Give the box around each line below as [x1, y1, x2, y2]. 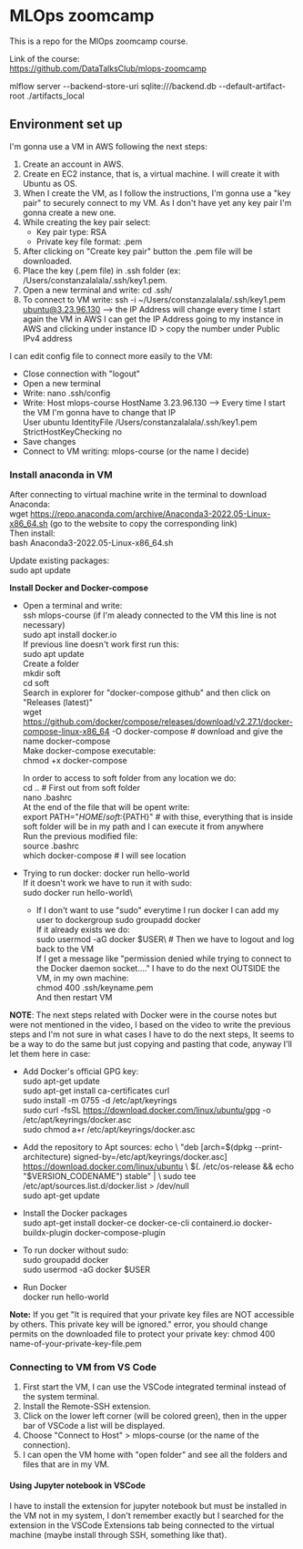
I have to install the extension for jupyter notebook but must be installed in [9, 1500, 288, 1511]
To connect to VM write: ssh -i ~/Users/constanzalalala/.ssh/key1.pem [22, 293, 286, 305]
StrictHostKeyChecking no [22, 426, 123, 437]
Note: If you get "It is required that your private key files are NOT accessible [9, 1309, 295, 1320]
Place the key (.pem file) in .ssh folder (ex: [22, 265, 181, 276]
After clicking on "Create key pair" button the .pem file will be [22, 245, 253, 256]
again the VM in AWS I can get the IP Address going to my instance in [22, 313, 284, 324]
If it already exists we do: [35, 924, 130, 935]
